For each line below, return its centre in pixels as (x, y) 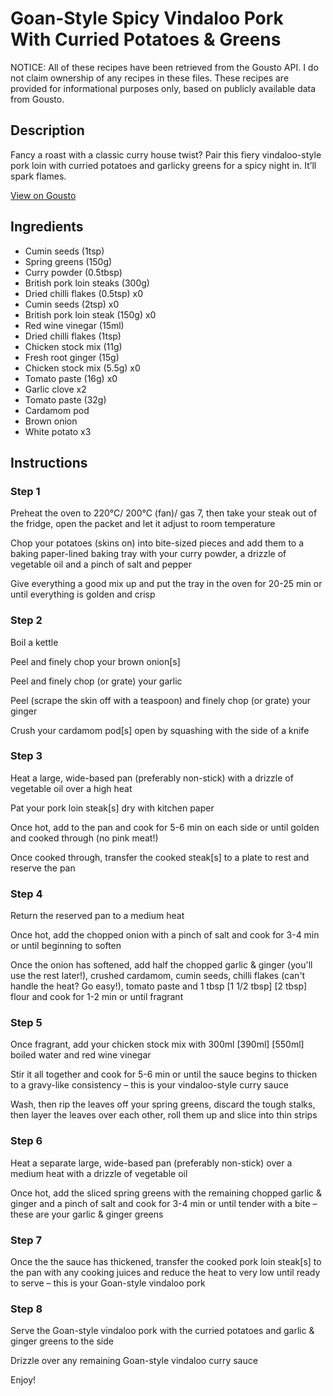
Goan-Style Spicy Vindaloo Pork (147, 18)
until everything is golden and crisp (83, 594)
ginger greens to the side (62, 1341)
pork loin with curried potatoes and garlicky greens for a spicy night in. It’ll (163, 165)
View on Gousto (43, 195)
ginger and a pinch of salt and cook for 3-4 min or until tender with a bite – (164, 1203)
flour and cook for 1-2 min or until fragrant (97, 997)
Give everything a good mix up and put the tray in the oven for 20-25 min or (166, 584)
